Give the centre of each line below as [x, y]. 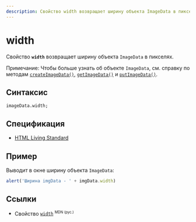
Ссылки [21, 199]
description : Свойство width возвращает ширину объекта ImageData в [91, 11]
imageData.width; [27, 106]
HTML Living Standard [41, 138]
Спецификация [36, 124]
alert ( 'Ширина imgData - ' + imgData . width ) [61, 181]
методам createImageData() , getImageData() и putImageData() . [82, 74]
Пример [22, 156]
